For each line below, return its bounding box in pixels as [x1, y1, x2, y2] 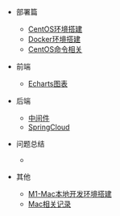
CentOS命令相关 [27, 44, 83, 54]
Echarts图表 [27, 79, 68, 88]
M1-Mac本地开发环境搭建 [27, 189, 112, 198]
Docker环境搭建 [27, 35, 81, 44]
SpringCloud [27, 122, 70, 132]
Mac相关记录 [27, 199, 72, 209]
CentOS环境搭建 [27, 24, 83, 34]
